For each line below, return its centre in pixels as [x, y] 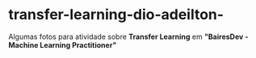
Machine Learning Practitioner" [63, 44]
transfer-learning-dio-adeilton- [116, 15]
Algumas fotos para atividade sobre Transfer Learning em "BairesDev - [128, 37]
